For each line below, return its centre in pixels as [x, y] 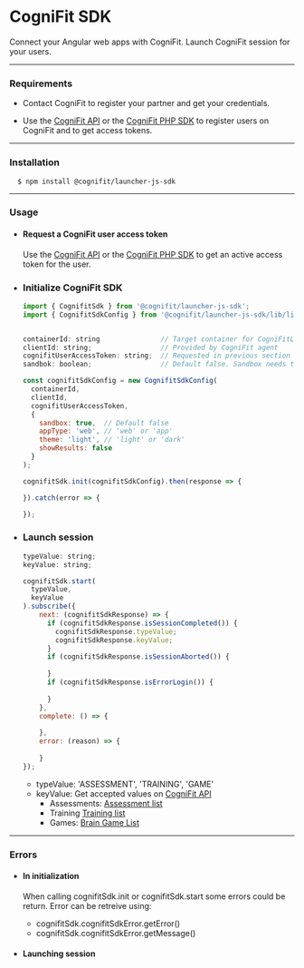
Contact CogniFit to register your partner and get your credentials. [146, 103]
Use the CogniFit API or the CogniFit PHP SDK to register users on [146, 121]
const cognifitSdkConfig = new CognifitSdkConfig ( [120, 381]
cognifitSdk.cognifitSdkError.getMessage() [116, 933]
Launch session [58, 537]
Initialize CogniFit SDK [72, 288]
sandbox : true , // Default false [104, 423]
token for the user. [57, 264]
